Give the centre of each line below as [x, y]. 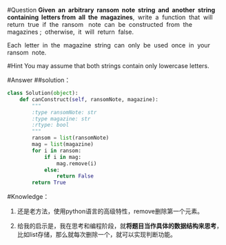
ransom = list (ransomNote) [71, 138]
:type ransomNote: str [64, 112]
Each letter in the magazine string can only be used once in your [109, 45]
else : [52, 170]
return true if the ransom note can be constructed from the [100, 24]
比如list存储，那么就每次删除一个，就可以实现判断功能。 [97, 235]
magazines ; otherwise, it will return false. [71, 32]
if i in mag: [62, 157]
